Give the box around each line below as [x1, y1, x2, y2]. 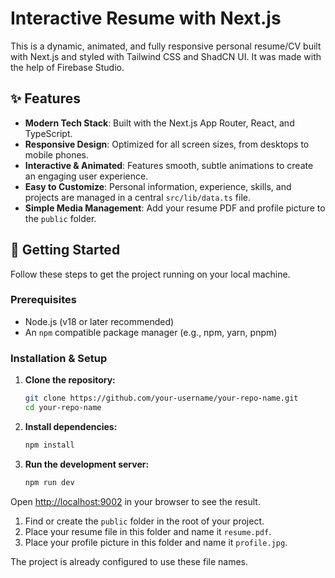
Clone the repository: [24, 374, 116, 386]
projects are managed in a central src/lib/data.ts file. [24, 191, 252, 203]
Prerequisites [10, 293, 77, 307]
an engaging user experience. [24, 170, 149, 182]
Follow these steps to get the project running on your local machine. [10, 268, 291, 280]
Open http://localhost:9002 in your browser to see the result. [10, 495, 261, 507]
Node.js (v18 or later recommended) [24, 315, 175, 327]
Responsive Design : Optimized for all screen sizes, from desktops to [24, 138, 310, 150]
